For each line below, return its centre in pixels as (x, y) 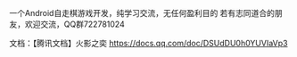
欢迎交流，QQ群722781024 (74, 24)
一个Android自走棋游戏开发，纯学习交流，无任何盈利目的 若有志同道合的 (142, 13)
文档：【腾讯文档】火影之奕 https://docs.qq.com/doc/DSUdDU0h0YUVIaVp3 (148, 43)
